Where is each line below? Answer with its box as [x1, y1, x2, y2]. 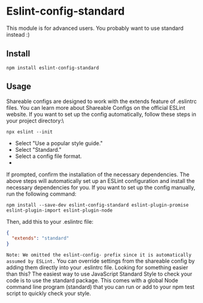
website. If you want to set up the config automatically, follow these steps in [6, 110, 196, 118]
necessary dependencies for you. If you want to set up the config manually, [6, 184, 196, 191]
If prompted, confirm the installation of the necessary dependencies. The [6, 171, 190, 178]
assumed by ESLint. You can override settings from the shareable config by [6, 257, 195, 265]
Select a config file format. [15, 152, 82, 160]
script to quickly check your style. [6, 290, 91, 297]
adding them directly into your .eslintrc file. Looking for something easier [6, 264, 188, 271]
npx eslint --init [6, 129, 53, 135]
